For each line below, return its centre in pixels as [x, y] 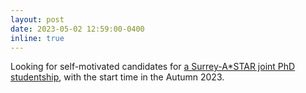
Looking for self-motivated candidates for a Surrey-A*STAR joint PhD [153, 67]
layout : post [37, 19]
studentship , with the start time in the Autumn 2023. [117, 77]
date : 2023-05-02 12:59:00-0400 [77, 29]
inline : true [37, 38]
